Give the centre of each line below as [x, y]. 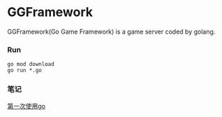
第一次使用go [26, 106]
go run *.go [24, 71]
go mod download [31, 64]
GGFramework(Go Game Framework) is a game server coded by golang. [111, 32]
